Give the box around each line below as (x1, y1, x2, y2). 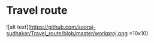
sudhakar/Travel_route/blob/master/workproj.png (6, 29, 128, 36)
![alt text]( (6, 23, 31, 30)
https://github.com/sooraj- (30, 23, 96, 30)
